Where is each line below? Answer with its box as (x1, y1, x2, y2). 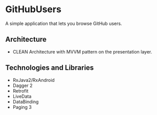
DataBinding (12, 98, 39, 105)
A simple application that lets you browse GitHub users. (5, 20, 122, 26)
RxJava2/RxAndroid (12, 77, 55, 83)
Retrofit (12, 88, 29, 94)
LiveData (12, 93, 32, 99)
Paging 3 (12, 104, 32, 110)
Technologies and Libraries (5, 64, 94, 72)
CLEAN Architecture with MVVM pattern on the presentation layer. (12, 48, 152, 54)
